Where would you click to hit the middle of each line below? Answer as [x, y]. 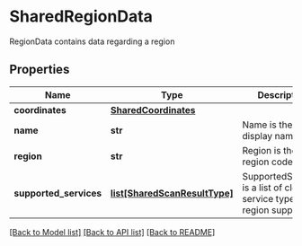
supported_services [58, 193]
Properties [40, 70]
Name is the [267, 125]
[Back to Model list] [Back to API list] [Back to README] [112, 232]
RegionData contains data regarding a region [92, 41]
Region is [262, 150]
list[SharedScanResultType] [172, 193]
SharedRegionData [81, 17]
